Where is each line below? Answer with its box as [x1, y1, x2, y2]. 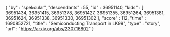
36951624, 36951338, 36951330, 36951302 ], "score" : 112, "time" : [5, 15, 146, 21]
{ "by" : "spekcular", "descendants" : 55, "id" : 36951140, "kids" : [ [5, 5, 144, 10]
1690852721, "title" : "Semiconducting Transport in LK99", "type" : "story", [5, 20, 161, 26]
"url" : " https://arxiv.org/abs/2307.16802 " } [5, 26, 94, 32]
